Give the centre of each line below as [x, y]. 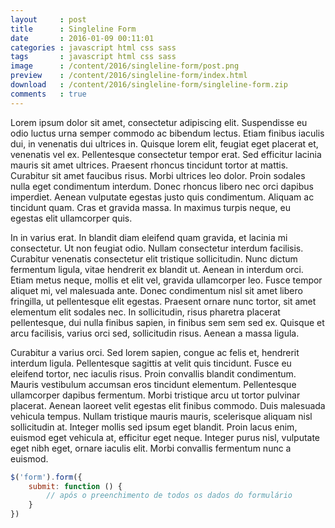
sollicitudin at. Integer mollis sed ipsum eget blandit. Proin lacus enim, [154, 427]
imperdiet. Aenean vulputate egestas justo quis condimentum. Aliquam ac [162, 197]
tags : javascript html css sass [93, 57]
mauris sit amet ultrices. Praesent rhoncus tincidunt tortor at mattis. [149, 165]
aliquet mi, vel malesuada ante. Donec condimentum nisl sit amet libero [156, 290]
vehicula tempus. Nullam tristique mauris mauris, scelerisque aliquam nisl [161, 416]
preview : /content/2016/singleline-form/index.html [129, 76]
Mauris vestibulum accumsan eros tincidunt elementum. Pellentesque [153, 384]
